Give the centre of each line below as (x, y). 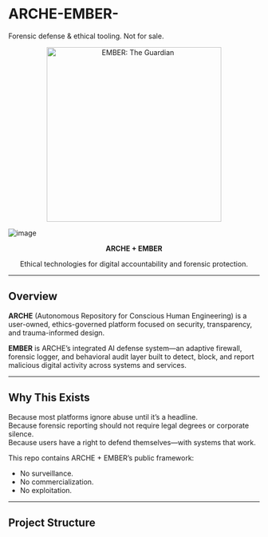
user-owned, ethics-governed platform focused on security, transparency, (130, 324)
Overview (33, 296)
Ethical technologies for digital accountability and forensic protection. (134, 263)
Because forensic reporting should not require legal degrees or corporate (129, 425)
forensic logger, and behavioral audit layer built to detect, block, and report (131, 357)
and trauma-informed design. (57, 333)
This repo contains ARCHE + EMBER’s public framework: (101, 458)
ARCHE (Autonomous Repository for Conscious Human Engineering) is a (128, 315)
